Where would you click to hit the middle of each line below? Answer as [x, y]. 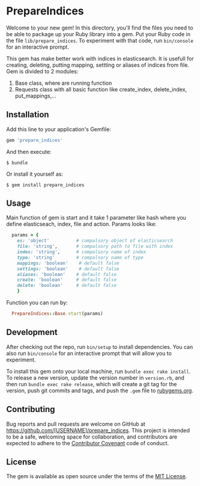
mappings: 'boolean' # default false [68, 263]
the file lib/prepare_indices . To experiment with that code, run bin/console [100, 40]
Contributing [31, 409]
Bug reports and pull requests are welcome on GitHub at [76, 424]
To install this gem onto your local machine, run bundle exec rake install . [98, 371]
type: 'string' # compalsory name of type [80, 257]
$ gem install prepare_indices [45, 185]
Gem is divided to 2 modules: [42, 71]
